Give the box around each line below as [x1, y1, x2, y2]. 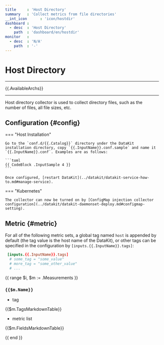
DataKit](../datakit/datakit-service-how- [61, 175, 150, 180]
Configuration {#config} [5, 118, 81, 127]
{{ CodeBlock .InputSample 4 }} [5, 162, 71, 168]
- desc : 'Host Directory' [9, 25, 67, 30]
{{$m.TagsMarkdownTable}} [5, 306, 62, 312]
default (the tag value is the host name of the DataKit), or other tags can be [5, 237, 156, 243]
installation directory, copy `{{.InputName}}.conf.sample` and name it [5, 145, 156, 151]
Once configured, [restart [5, 175, 60, 180]
